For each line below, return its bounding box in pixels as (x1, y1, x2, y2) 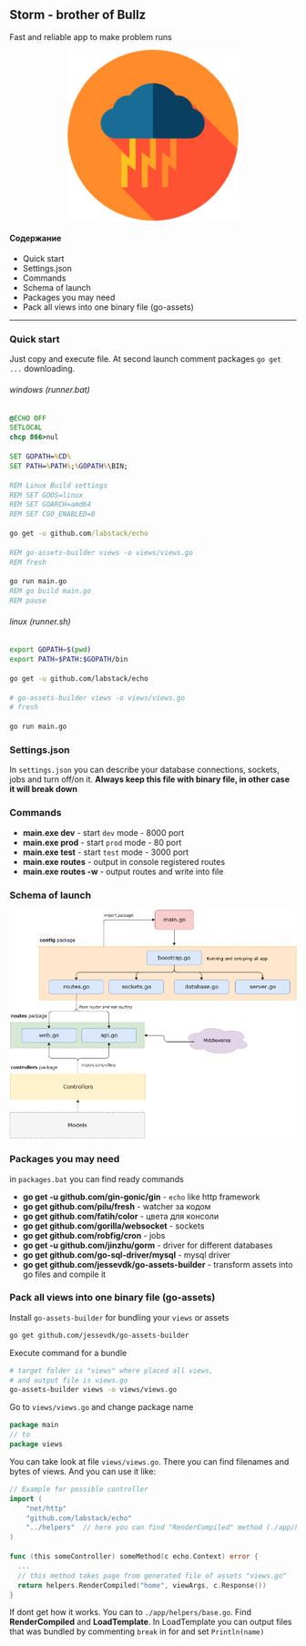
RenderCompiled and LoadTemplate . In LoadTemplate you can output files (9, 1617, 292, 1628)
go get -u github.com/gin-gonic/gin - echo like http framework (22, 1191, 260, 1202)
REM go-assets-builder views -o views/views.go (9, 548, 194, 557)
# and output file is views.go (9, 1375, 128, 1384)
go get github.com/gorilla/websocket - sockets (22, 1220, 205, 1231)
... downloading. (9, 364, 76, 375)
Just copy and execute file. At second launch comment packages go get (9, 354, 282, 365)
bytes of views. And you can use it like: (9, 1466, 157, 1476)
